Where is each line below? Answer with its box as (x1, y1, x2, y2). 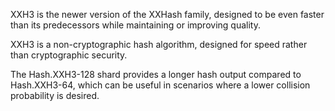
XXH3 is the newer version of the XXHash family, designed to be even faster (10, 9, 325, 20)
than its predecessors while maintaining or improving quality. (10, 19, 261, 31)
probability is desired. (10, 90, 100, 101)
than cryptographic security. (10, 49, 128, 61)
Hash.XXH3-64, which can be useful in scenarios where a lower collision (10, 79, 311, 91)
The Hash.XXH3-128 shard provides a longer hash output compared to (10, 69, 302, 80)
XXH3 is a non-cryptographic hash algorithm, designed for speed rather (10, 39, 308, 50)
